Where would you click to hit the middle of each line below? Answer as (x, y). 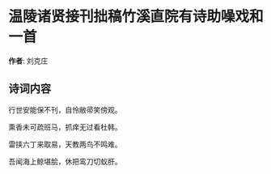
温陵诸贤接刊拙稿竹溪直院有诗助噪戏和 (136, 17)
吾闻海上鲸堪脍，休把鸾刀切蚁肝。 (65, 161)
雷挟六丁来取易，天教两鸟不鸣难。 (65, 144)
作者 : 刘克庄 (28, 61)
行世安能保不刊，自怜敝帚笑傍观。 (65, 109)
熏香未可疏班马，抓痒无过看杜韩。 (65, 127)
